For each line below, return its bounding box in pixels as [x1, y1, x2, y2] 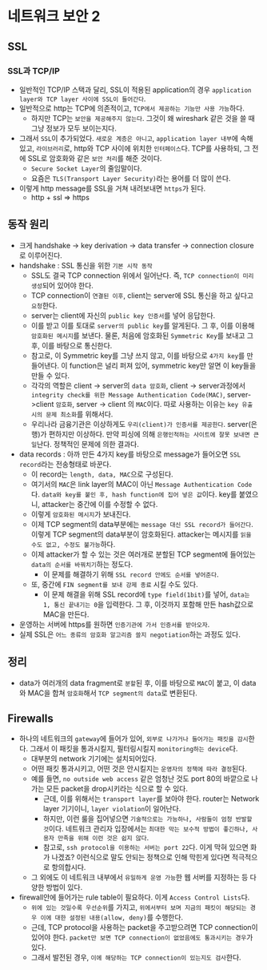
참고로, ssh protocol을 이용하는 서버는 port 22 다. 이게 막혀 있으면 [42, 843, 249, 852]
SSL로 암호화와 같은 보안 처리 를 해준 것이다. [27, 153, 162, 163]
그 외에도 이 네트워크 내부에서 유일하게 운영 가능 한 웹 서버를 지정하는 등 [30, 872, 249, 882]
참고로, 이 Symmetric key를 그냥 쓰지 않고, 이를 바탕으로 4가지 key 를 [30, 350, 245, 360]
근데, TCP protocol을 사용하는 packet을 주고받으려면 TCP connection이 [30, 923, 259, 932]
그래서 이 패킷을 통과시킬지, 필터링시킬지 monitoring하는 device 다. [30, 744, 238, 754]
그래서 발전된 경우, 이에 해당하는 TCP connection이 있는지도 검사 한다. [30, 952, 241, 962]
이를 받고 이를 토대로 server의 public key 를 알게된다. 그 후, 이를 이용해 [30, 320, 255, 330]
